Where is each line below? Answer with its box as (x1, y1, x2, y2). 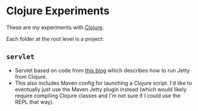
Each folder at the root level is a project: (6, 35, 104, 42)
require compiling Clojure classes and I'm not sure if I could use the (14, 92, 181, 99)
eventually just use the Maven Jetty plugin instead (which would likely (14, 85, 187, 93)
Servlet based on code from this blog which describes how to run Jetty (14, 66, 190, 74)
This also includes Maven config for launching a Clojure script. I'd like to (14, 79, 193, 87)
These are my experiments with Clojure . (6, 24, 104, 31)
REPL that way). (14, 98, 54, 105)
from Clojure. (14, 73, 48, 80)
